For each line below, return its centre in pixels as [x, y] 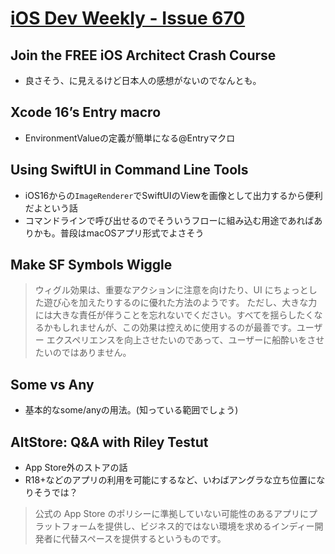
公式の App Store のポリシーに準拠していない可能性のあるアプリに [172, 514]
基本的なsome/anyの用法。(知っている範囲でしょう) [131, 410]
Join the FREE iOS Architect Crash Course [143, 55]
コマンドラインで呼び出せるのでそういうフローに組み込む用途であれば [169, 220]
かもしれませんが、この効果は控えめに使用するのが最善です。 [170, 328]
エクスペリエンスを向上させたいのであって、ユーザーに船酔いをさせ [185, 340]
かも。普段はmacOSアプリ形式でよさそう [119, 233]
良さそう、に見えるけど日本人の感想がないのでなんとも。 [143, 80]
